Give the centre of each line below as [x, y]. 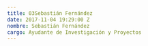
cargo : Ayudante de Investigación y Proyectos [74, 32]
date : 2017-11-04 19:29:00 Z [48, 20]
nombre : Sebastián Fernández [48, 26]
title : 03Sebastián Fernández [50, 13]
